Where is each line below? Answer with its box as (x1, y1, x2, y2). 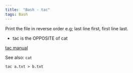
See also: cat (5, 54, 32, 60)
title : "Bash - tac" (5, 7, 50, 12)
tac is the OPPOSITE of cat (12, 35, 68, 41)
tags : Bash (5, 12, 28, 17)
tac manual (5, 45, 28, 51)
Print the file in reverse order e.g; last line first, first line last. (5, 25, 128, 31)
